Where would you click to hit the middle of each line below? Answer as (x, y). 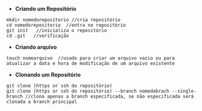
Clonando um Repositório (48, 75)
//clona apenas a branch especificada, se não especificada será (109, 96)
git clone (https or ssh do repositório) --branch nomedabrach (88, 91)
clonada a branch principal (42, 102)
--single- (184, 91)
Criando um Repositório (46, 9)
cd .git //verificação (38, 36)
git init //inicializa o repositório (57, 30)
